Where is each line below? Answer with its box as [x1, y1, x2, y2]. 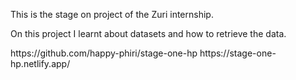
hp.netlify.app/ [10, 58, 71, 69]
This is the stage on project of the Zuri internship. [10, 9, 214, 20]
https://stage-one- [199, 47, 277, 59]
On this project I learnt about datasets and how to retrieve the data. [10, 28, 287, 39]
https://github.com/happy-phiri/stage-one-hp [10, 47, 198, 59]
